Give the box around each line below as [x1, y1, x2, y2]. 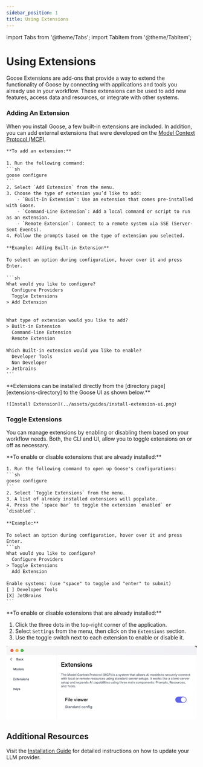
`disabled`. [6, 508, 36, 514]
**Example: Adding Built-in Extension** [6, 245, 110, 251]
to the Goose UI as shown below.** [63, 389, 151, 396]
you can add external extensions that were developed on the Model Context [6, 129, 195, 136]
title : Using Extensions [6, 16, 69, 22]
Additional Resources [6, 731, 89, 742]
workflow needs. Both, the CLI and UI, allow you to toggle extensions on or [6, 435, 192, 442]
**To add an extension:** [6, 148, 71, 154]
